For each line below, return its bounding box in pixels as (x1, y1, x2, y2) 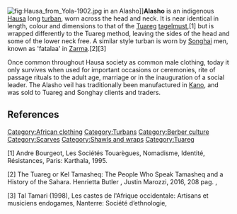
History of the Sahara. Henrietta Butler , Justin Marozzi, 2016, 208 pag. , (7, 177, 218, 186)
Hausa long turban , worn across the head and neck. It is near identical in (7, 14, 219, 23)
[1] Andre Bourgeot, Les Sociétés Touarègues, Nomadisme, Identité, (7, 149, 205, 157)
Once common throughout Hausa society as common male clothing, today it (7, 58, 229, 67)
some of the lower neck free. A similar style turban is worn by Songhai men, (7, 37, 229, 45)
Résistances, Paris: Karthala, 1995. (7, 156, 108, 164)
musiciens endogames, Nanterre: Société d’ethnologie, (7, 198, 168, 207)
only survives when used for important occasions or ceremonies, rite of (7, 66, 216, 74)
